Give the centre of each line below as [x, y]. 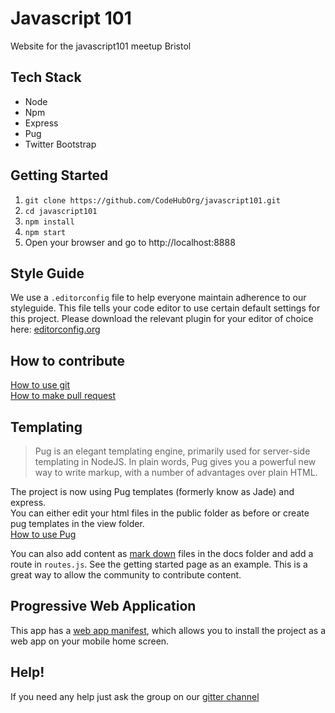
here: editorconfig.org [55, 329]
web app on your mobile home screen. [90, 641]
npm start [45, 232]
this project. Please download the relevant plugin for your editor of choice [162, 319]
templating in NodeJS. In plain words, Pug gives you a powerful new [175, 461]
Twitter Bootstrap [60, 144]
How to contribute [68, 360]
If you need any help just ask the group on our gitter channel [135, 696]
